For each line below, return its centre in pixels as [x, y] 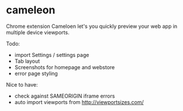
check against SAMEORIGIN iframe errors [65, 96]
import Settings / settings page [52, 55]
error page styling [36, 73]
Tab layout [27, 61]
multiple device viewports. [38, 32]
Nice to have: [22, 84]
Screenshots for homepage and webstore [65, 67]
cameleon [31, 10]
